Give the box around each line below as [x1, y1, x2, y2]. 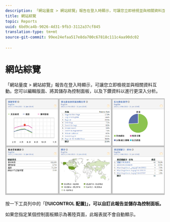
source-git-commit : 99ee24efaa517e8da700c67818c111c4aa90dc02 [5, 35, 139, 40]
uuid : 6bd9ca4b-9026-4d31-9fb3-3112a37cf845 [5, 24, 101, 29]
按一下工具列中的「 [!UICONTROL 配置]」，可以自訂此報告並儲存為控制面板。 [5, 200, 164, 206]
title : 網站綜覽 [5, 13, 36, 19]
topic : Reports [5, 19, 37, 24]
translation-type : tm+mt [5, 29, 58, 35]
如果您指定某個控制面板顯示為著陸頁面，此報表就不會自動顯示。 [5, 211, 138, 217]
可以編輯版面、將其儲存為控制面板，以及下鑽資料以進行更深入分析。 [18, 88, 160, 94]
